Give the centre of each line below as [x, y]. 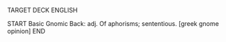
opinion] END [26, 31]
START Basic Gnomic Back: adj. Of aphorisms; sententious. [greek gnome [113, 23]
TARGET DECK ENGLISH [43, 10]
